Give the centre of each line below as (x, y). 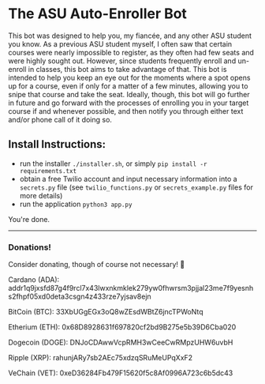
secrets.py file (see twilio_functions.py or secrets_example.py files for (136, 187)
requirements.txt (48, 171)
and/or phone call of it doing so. (60, 119)
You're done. (29, 219)
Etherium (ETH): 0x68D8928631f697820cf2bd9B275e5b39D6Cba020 (122, 327)
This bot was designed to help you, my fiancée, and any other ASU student (130, 36)
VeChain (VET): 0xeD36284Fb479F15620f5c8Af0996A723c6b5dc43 (121, 373)
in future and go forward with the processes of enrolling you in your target (129, 103)
